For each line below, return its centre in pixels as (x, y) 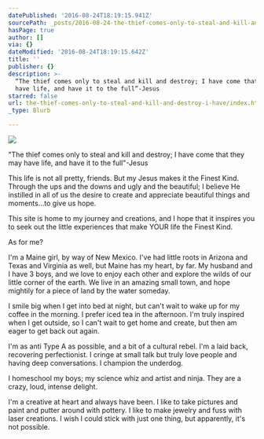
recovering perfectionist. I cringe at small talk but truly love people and (123, 354)
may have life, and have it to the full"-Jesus (78, 163)
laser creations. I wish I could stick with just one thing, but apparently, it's (127, 419)
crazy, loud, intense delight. (53, 387)
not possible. (29, 427)
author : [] (26, 37)
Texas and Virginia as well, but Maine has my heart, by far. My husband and (130, 266)
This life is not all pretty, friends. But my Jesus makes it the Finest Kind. (124, 178)
